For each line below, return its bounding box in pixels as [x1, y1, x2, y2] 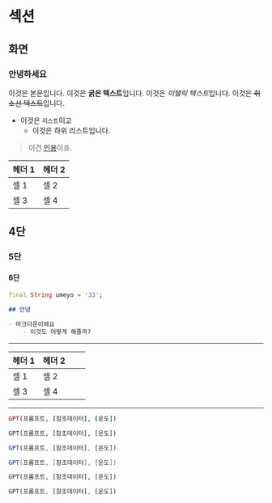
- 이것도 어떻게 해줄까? [23, 328, 91, 336]
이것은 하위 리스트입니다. [32, 125, 111, 135]
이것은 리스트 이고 [19, 115, 72, 125]
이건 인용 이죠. [28, 142, 73, 152]
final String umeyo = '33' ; [8, 291, 104, 299]
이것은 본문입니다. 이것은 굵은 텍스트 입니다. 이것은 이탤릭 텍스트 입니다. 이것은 [8, 88, 253, 98]
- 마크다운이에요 [8, 320, 55, 328]
